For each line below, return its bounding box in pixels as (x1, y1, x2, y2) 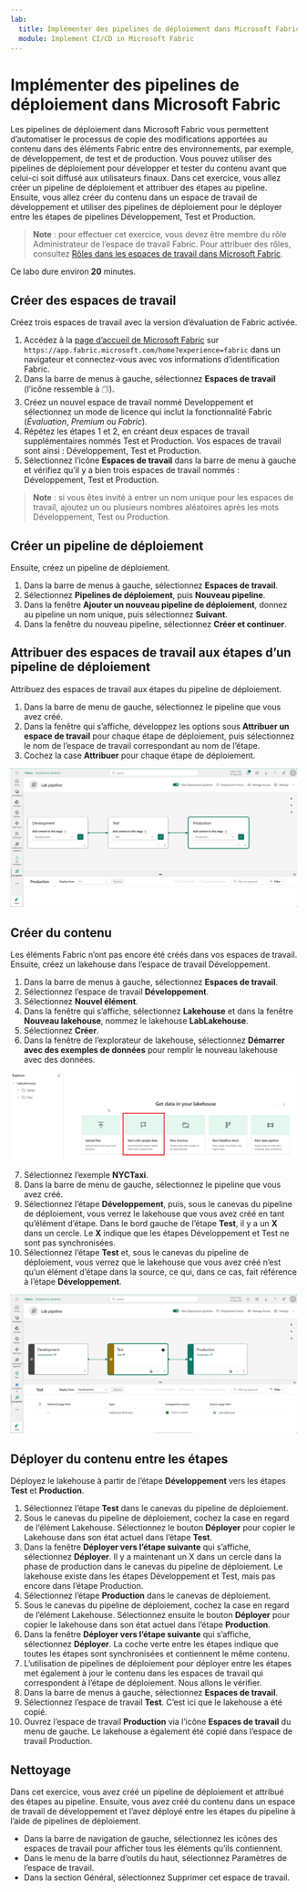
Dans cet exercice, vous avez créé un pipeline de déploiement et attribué (10, 1786, 285, 1797)
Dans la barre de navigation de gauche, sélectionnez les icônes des (23, 1834, 278, 1844)
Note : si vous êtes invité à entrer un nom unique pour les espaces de (32, 492, 294, 503)
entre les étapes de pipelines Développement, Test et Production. (10, 211, 256, 223)
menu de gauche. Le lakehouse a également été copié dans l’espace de (23, 1726, 293, 1737)
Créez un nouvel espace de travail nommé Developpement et (23, 397, 254, 408)
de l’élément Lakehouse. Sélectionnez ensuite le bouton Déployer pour (23, 1610, 291, 1621)
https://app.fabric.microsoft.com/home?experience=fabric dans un (23, 344, 281, 355)
